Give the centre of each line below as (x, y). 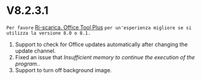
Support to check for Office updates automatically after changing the (101, 44)
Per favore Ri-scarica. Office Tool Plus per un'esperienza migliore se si (99, 27)
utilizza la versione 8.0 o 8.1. (49, 33)
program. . (28, 64)
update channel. (35, 51)
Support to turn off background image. (63, 70)
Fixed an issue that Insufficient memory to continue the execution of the (105, 57)
